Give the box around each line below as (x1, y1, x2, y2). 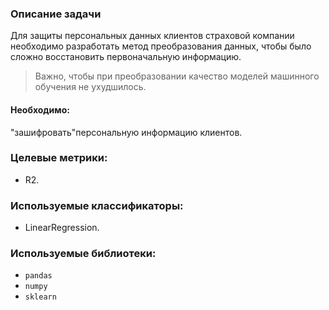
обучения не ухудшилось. (34, 81, 147, 93)
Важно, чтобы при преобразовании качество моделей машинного (34, 70, 320, 82)
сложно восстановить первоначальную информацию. (10, 51, 242, 63)
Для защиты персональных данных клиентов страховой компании (10, 30, 295, 42)
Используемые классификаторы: (10, 198, 184, 212)
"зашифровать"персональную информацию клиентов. (10, 126, 243, 138)
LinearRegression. (24, 222, 100, 234)
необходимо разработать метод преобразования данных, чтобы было (10, 40, 312, 52)
